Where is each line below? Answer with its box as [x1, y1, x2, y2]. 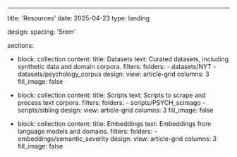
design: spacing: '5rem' [7, 27, 76, 36]
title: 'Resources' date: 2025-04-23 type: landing [7, 14, 150, 22]
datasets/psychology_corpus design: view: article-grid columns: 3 [17, 70, 209, 78]
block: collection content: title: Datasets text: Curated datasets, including [17, 55, 229, 63]
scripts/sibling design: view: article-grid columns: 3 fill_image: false [17, 106, 214, 114]
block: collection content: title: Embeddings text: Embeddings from [17, 120, 212, 127]
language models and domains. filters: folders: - [17, 127, 157, 135]
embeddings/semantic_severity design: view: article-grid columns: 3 [17, 134, 217, 143]
